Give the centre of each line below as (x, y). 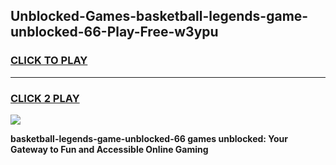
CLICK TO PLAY (49, 61)
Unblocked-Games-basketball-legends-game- (159, 16)
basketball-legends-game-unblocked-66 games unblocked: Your (149, 138)
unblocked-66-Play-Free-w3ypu (114, 32)
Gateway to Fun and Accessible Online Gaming (109, 149)
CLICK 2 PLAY (45, 98)
